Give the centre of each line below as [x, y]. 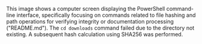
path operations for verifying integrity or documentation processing [90, 21]
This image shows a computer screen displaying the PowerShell [86, 9]
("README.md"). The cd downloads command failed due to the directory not [100, 28]
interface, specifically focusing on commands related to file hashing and [106, 15]
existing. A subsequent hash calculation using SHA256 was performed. [95, 34]
